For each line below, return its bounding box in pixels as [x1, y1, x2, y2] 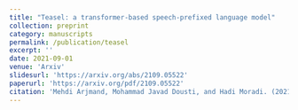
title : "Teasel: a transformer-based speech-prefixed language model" [9, 12, 276, 22]
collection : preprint [9, 21, 90, 30]
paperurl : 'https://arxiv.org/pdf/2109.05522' [9, 79, 184, 88]
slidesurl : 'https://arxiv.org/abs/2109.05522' [9, 71, 189, 80]
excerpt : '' [9, 46, 53, 55]
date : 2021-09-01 [9, 54, 74, 63]
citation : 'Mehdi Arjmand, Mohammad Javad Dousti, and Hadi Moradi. [9, 87, 268, 96]
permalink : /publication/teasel [9, 37, 129, 47]
